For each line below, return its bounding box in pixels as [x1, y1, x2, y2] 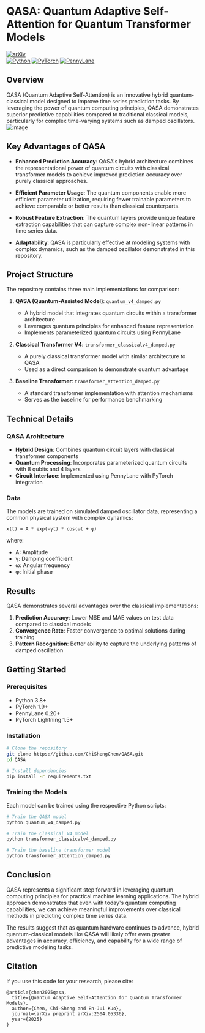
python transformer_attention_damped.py [6, 853, 111, 859]
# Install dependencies [6, 767, 67, 774]
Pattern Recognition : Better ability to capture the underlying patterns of [15, 640, 197, 647]
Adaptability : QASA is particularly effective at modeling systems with [15, 239, 190, 246]
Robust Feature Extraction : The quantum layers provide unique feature [15, 214, 195, 221]
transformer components [15, 453, 78, 460]
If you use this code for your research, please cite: [6, 977, 133, 985]
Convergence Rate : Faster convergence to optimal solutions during [15, 627, 185, 634]
